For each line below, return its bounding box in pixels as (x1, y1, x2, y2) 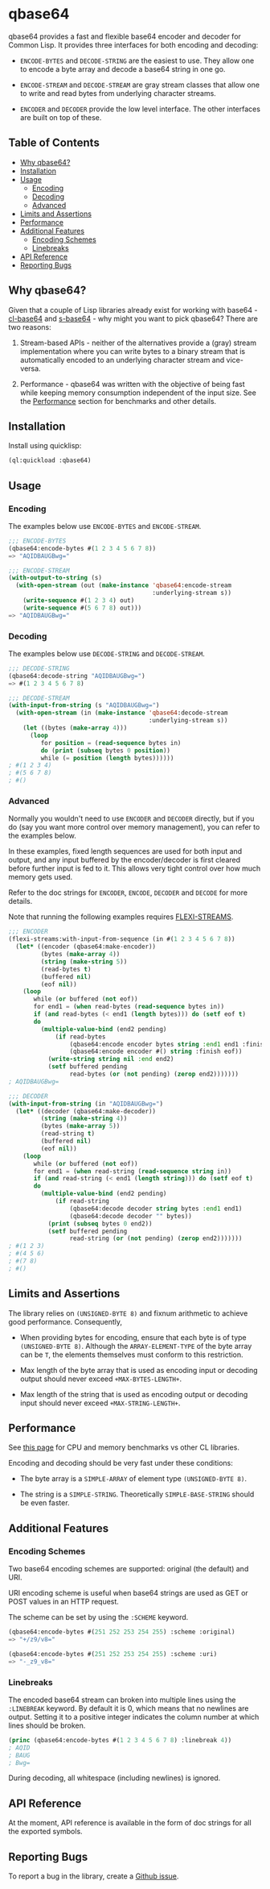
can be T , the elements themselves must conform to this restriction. (19, 1350, 243, 1359)
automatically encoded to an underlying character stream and (19, 355, 225, 364)
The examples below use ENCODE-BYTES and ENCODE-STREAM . (8, 521, 202, 531)
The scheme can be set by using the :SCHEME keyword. (8, 1612, 189, 1622)
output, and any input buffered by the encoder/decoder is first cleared (8, 855, 241, 865)
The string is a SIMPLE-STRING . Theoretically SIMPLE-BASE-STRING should (19, 1489, 255, 1500)
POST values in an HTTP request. (8, 1597, 119, 1607)
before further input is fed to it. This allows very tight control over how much (8, 863, 261, 873)
